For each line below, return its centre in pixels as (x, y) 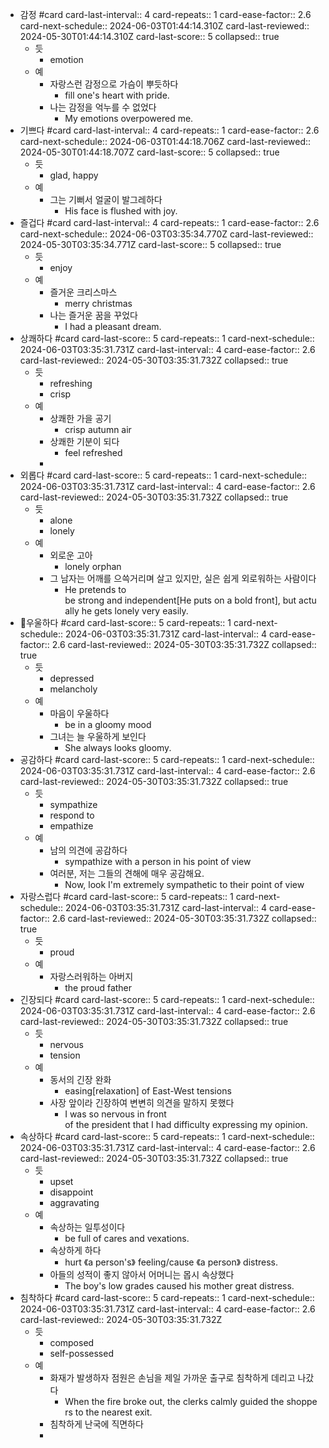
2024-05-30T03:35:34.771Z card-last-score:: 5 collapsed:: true (150, 244)
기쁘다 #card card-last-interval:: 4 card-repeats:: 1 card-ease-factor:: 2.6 (169, 130)
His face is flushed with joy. (121, 211)
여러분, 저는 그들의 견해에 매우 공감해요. (127, 873)
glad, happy (74, 175)
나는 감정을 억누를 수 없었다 (103, 107)
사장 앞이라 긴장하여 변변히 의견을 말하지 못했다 (142, 1102)
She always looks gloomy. (118, 747)
